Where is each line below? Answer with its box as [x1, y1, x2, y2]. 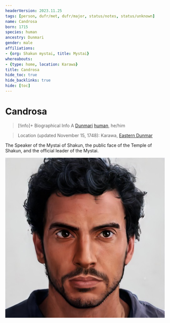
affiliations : [5, 46, 35, 51]
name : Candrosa [5, 19, 37, 24]
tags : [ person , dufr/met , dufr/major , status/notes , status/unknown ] [5, 13, 155, 19]
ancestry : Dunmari [5, 35, 44, 40]
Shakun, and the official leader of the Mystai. [5, 147, 99, 153]
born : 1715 [5, 24, 28, 29]
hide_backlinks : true [5, 78, 51, 83]
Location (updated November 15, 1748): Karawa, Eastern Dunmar [17, 132, 153, 138]
